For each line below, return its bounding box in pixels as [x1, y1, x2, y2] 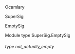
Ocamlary [5, 4, 25, 10]
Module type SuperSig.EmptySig [5, 33, 71, 38]
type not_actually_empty [5, 43, 55, 49]
